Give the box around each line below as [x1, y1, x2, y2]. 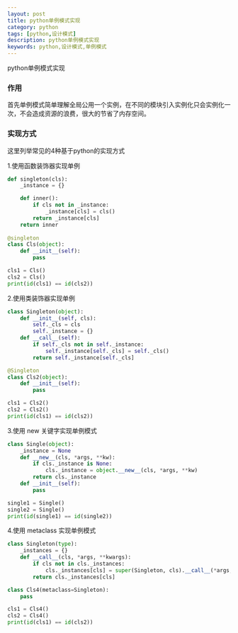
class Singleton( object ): [7, 308, 84, 315]
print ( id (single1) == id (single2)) [7, 512, 113, 520]
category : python [7, 23, 59, 30]
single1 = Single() [7, 499, 65, 507]
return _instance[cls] [33, 214, 100, 222]
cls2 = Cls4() [7, 612, 50, 620]
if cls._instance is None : [33, 460, 113, 468]
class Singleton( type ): [7, 540, 78, 548]
